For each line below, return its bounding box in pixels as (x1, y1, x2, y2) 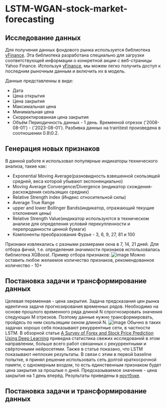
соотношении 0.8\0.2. (12, 130, 59, 136)
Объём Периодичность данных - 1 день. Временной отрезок (12, 120, 142, 125)
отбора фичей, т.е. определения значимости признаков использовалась (5, 246, 160, 252)
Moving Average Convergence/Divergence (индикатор (12, 183, 126, 189)
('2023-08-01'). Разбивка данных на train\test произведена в (31, 125, 161, 131)
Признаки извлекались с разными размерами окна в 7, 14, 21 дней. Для (5, 241, 159, 247)
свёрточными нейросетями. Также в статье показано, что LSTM (5, 346, 143, 352)
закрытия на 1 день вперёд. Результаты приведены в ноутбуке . (5, 372, 141, 378)
